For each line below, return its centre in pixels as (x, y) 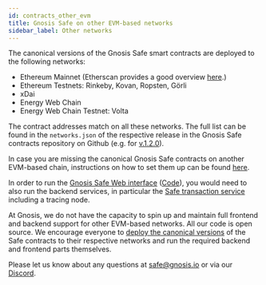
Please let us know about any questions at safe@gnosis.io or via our (121, 265)
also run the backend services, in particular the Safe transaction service (127, 192)
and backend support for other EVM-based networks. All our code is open (131, 224)
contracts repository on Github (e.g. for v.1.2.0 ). (86, 144)
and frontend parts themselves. (60, 249)
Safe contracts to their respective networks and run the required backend (129, 241)
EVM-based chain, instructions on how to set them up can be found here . (129, 168)
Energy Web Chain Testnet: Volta (74, 111)
